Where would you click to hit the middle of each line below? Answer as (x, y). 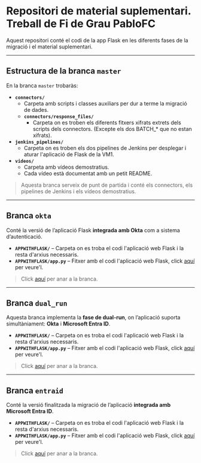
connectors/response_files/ (59, 117)
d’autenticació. (25, 236)
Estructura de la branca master (64, 71)
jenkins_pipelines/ (39, 142)
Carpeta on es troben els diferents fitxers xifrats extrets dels (107, 122)
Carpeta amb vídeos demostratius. (66, 167)
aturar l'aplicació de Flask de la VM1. (69, 154)
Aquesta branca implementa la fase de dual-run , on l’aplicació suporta (93, 318)
